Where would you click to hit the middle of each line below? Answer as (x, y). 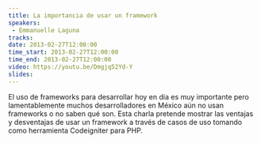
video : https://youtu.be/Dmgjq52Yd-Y (71, 67)
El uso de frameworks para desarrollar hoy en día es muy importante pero (129, 96)
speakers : (25, 23)
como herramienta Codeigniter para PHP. (75, 130)
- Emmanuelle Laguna (46, 30)
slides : (21, 74)
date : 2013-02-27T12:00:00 (53, 45)
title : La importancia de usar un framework (83, 15)
